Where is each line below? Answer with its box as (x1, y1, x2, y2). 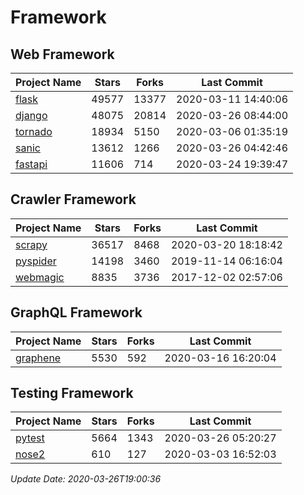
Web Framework (10, 46, 115, 63)
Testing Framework (10, 385, 134, 402)
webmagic (15, 270, 65, 284)
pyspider (15, 254, 57, 268)
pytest (15, 431, 45, 445)
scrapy (15, 237, 48, 251)
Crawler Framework (10, 191, 137, 208)
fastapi (15, 157, 48, 171)
